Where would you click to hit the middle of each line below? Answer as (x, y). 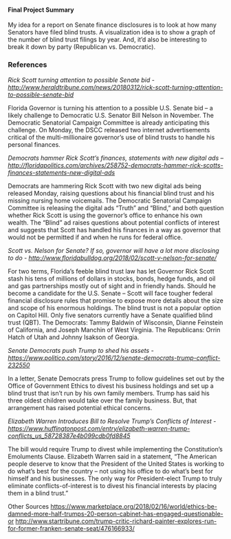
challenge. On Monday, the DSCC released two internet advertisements (109, 130)
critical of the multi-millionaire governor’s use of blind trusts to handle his (111, 137)
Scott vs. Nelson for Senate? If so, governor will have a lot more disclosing (113, 250)
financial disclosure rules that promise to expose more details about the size (116, 301)
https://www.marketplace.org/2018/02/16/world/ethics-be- (134, 506)
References (27, 65)
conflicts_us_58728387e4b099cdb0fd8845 (69, 436)
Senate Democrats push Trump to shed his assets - (81, 350)
